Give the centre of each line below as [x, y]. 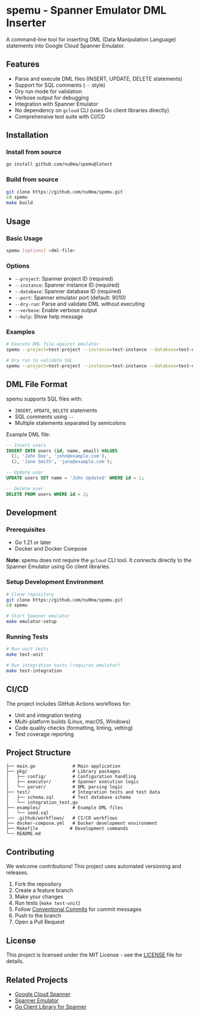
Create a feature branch [44, 890]
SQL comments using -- [44, 417]
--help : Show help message [49, 317]
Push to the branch [38, 916]
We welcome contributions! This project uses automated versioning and [94, 866]
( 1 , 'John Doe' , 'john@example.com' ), [60, 456]
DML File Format [37, 384]
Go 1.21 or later [33, 542]
